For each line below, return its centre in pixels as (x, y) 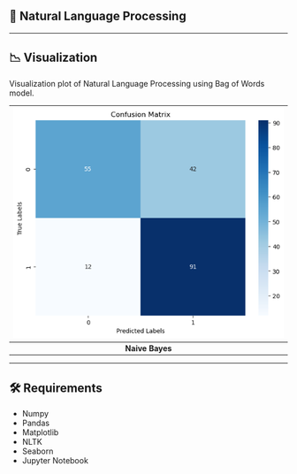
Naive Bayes (148, 348)
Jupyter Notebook (55, 460)
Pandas (36, 423)
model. (22, 93)
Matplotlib (40, 432)
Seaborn (38, 451)
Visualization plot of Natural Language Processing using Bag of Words (137, 83)
